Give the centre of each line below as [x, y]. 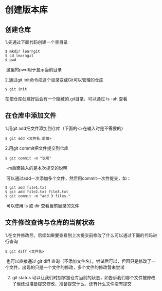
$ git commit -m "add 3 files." [38, 196]
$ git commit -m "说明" [28, 158]
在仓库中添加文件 [31, 116]
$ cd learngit [19, 56]
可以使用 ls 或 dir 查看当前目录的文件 [43, 206]
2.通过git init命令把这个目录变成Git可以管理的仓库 [54, 80]
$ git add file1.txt [26, 187]
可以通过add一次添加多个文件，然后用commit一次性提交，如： [69, 178]
